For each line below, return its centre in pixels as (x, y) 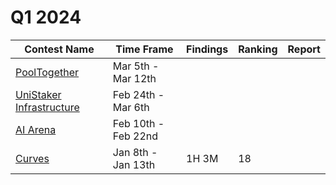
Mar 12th (134, 78)
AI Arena (36, 129)
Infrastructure (47, 107)
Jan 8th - (135, 152)
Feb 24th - (138, 94)
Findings (207, 49)
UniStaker (38, 94)
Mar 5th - (136, 66)
